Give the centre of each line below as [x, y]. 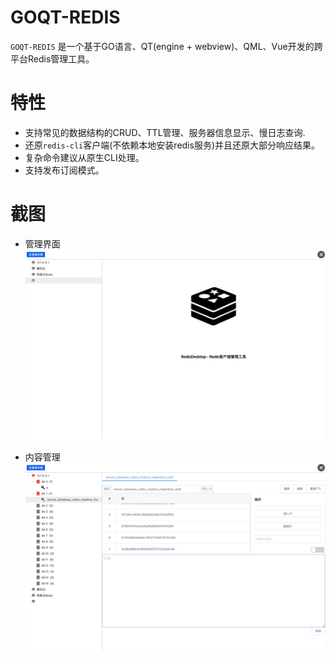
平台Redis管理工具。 [52, 58]
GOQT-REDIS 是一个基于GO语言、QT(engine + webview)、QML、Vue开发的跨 [166, 46]
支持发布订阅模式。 [64, 170]
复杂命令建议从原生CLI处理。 [84, 157]
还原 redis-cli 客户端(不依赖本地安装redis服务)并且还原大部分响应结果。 [172, 145]
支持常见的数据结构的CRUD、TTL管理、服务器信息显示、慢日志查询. [165, 132]
